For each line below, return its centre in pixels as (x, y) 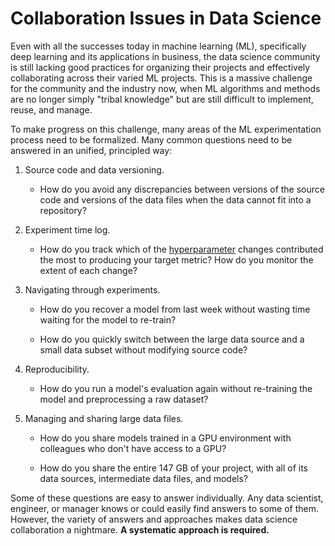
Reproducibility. (57, 369)
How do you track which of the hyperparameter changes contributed (181, 249)
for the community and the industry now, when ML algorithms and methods (165, 88)
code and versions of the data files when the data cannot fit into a (175, 199)
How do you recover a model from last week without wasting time (175, 309)
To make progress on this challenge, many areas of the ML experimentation (166, 129)
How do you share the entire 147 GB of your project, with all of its (174, 468)
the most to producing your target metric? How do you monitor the (176, 259)
